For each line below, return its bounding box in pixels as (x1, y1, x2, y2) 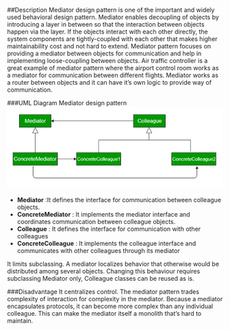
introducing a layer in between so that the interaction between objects (7, 20, 205, 28)
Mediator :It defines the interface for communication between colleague (16, 195, 221, 204)
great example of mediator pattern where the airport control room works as (7, 64, 219, 72)
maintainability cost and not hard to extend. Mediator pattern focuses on (7, 42, 212, 50)
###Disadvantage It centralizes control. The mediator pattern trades (7, 287, 200, 296)
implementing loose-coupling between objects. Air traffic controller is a (7, 57, 208, 64)
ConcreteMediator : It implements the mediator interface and (16, 210, 190, 218)
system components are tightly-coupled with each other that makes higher (7, 35, 218, 43)
